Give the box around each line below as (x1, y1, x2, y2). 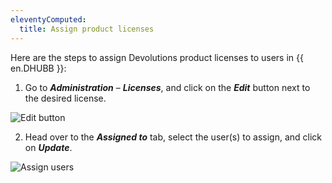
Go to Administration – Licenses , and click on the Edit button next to (24, 81, 311, 93)
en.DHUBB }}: (10, 62, 67, 74)
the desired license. (24, 92, 107, 104)
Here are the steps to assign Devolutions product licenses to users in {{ (10, 51, 304, 63)
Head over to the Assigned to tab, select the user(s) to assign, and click (24, 131, 322, 143)
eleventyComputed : (10, 14, 87, 25)
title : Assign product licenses (19, 24, 155, 34)
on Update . (24, 141, 73, 153)
